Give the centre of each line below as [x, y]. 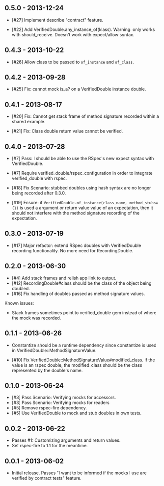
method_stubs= [144, 203]
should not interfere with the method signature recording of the [76, 213]
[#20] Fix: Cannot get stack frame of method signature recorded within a [85, 116]
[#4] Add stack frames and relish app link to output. [64, 278]
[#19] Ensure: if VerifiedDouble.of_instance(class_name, [69, 203]
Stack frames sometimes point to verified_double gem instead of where [84, 312]
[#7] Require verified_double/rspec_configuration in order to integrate [82, 173]
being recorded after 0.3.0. [39, 193]
